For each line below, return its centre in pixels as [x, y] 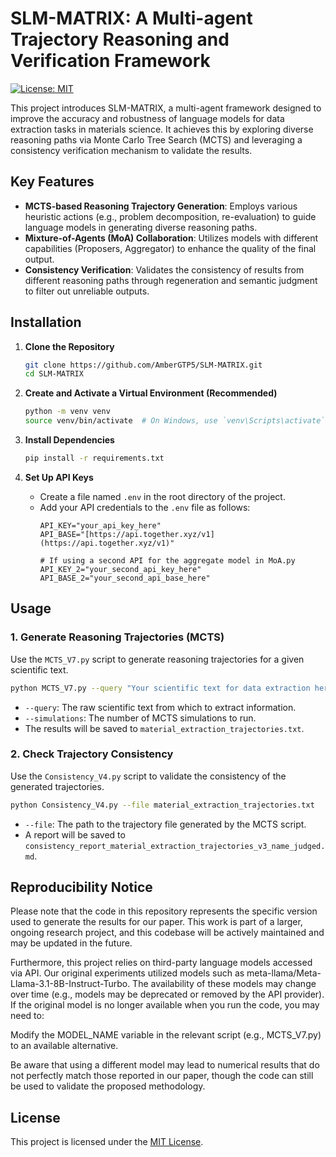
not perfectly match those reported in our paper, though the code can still [162, 1076]
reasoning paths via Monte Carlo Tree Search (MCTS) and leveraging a [156, 139]
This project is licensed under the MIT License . [107, 1142]
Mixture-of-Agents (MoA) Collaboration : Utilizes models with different [171, 238]
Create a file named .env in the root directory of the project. [162, 496]
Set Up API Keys [59, 477]
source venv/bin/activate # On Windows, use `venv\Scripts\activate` [175, 421]
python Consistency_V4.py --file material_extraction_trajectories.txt [162, 805]
